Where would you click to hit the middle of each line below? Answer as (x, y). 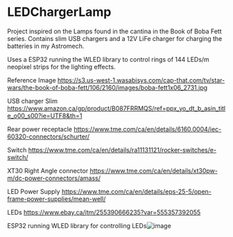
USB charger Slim (32, 100)
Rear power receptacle (40, 129)
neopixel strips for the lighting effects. (61, 67)
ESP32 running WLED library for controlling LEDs (77, 225)
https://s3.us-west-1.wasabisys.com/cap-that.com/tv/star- (141, 80)
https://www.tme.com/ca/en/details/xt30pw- (154, 170)
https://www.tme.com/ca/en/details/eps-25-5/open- (136, 191)
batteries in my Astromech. (46, 46)
